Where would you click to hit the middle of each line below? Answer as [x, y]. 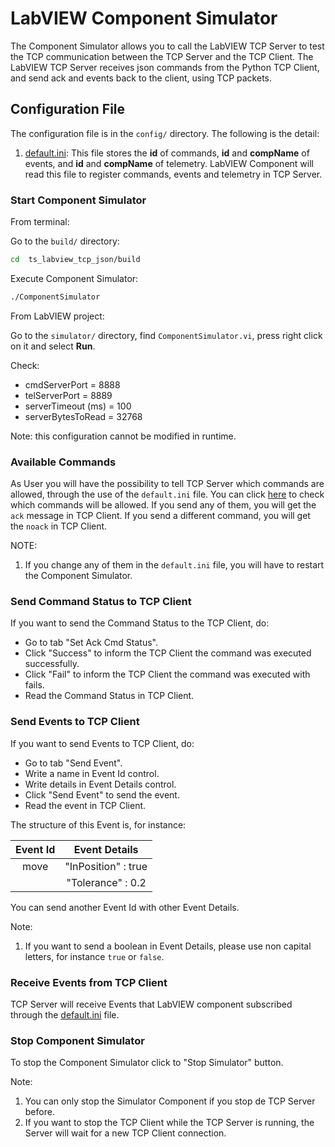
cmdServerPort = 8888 [72, 384]
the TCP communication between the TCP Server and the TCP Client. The [162, 56]
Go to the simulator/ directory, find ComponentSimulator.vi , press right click [166, 335]
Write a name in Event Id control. [92, 773]
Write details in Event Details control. [100, 784]
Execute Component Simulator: [74, 278]
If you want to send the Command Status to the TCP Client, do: [140, 623]
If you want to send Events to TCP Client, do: [102, 743]
